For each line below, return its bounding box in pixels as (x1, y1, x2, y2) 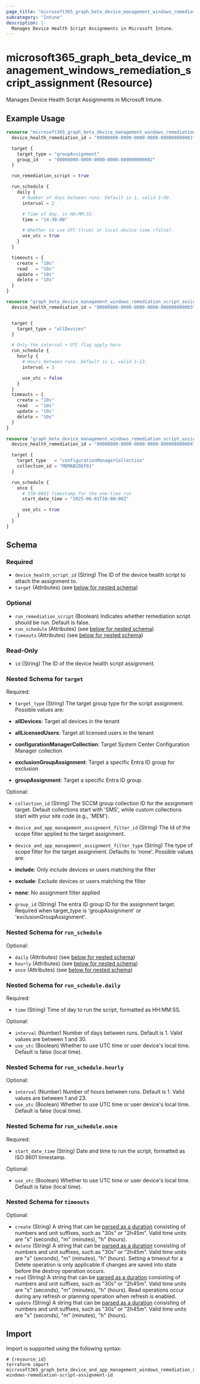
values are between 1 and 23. (14, 1095, 87, 1102)
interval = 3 (21, 364, 55, 370)
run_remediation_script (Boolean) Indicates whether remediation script (14, 612, 190, 620)
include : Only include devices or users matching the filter (14, 866, 156, 874)
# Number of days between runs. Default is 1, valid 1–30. (21, 194, 171, 200)
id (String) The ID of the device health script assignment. (14, 660, 155, 667)
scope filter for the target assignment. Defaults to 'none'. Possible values (14, 848, 193, 856)
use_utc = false (21, 375, 62, 381)
